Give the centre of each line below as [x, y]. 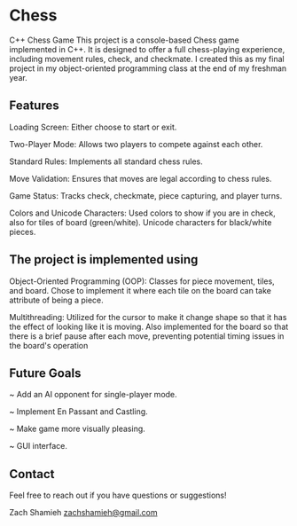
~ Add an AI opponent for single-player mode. [93, 395]
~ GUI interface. [39, 446]
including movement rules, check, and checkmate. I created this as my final [147, 59]
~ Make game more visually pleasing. [78, 429]
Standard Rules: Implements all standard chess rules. [106, 161]
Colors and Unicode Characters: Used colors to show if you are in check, [143, 213]
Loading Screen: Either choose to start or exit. [93, 127]
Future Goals [45, 373]
